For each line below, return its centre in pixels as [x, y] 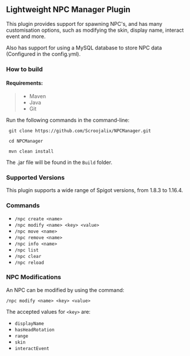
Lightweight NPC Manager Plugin [68, 10]
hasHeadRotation [34, 330]
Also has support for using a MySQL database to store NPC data [84, 48]
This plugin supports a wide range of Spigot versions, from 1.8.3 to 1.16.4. [95, 190]
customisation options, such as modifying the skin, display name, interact [95, 30]
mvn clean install [31, 151]
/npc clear [28, 256]
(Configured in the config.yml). [44, 54]
